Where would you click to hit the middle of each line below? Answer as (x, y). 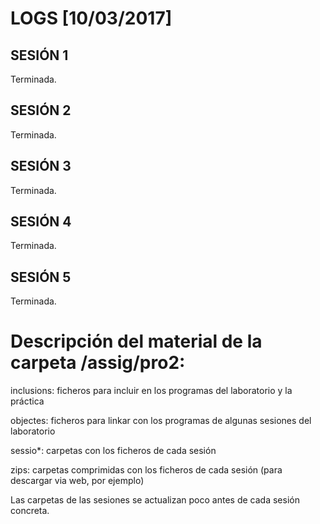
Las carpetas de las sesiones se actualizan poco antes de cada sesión (155, 500)
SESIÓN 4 (41, 222)
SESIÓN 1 (39, 55)
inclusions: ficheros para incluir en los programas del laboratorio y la (151, 391)
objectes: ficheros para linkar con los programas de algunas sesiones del (161, 421)
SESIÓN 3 (41, 166)
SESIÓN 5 (41, 277)
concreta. (30, 511)
